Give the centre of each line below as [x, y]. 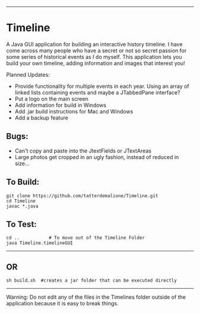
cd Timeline [21, 201]
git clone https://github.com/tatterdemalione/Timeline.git [82, 196]
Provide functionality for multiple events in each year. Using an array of [102, 86]
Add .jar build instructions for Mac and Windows [74, 111]
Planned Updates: [28, 74]
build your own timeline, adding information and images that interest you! [96, 63]
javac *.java [22, 206]
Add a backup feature [41, 118]
